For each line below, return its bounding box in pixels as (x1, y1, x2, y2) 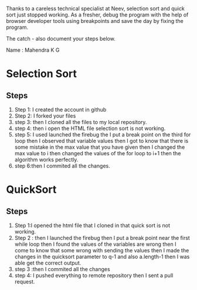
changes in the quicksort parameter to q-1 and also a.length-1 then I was (14, 253, 190, 260)
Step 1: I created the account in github (14, 106, 107, 113)
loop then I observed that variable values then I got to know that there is (14, 138, 189, 144)
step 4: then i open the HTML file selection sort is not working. (14, 125, 166, 132)
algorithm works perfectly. (14, 156, 79, 163)
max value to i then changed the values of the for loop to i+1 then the (14, 150, 181, 156)
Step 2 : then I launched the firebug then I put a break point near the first (14, 235, 191, 241)
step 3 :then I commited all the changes (14, 266, 110, 272)
